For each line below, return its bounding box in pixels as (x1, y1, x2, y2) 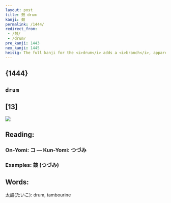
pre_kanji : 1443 (5, 41, 40, 46)
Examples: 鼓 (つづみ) (5, 162, 60, 169)
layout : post (5, 7, 33, 13)
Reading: (5, 131, 35, 139)
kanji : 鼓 (5, 17, 25, 22)
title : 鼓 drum (5, 12, 37, 17)
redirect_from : (5, 27, 38, 32)
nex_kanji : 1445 (5, 45, 40, 50)
